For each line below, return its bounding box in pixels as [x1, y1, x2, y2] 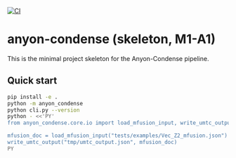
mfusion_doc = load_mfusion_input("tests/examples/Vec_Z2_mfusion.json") [7, 132, 228, 140]
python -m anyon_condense [7, 100, 83, 107]
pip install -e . [7, 93, 58, 100]
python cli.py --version [7, 106, 80, 114]
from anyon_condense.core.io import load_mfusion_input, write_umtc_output [7, 119, 234, 126]
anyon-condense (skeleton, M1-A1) [7, 32, 216, 47]
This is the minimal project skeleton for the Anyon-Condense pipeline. [7, 54, 209, 62]
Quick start [7, 74, 58, 87]
